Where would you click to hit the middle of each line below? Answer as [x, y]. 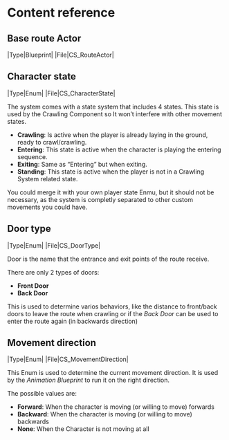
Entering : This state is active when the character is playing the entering [119, 149]
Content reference [61, 13]
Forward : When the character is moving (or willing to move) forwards [116, 407]
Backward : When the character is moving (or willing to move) [104, 414]
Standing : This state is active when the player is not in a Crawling [111, 172]
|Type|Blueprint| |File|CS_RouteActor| [61, 55]
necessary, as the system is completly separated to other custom [100, 199]
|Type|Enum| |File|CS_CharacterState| [61, 93]
